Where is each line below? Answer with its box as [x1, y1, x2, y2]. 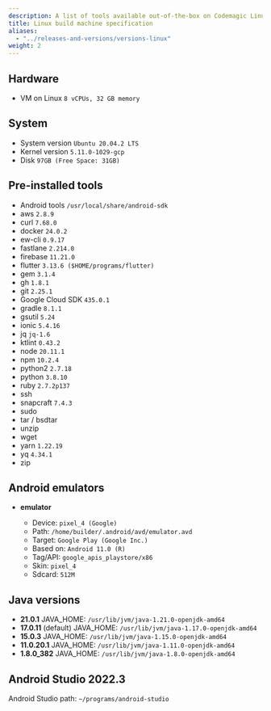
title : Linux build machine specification [8, 19, 153, 27]
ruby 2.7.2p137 [19, 381, 70, 390]
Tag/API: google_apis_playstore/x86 [31, 553, 153, 562]
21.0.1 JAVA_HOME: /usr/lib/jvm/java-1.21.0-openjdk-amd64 [19, 615, 226, 625]
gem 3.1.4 [19, 268, 56, 279]
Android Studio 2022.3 [8, 672, 127, 686]
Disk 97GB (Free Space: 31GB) [19, 155, 120, 165]
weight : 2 [8, 42, 42, 50]
